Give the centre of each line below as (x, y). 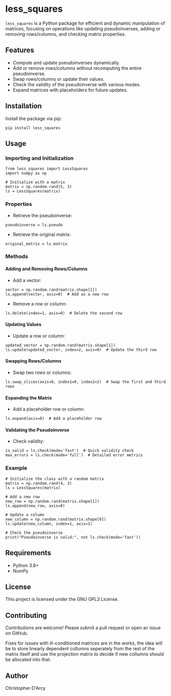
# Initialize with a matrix (35, 182)
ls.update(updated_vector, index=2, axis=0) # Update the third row (81, 350)
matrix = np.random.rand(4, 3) (39, 483)
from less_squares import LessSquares (47, 169)
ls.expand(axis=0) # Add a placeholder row (54, 419)
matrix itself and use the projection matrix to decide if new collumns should (84, 654)
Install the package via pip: (34, 118)
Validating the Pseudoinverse (37, 430)
